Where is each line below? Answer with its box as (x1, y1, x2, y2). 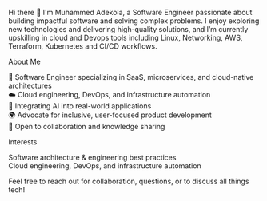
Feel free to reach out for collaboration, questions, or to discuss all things (8, 176, 249, 186)
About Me (8, 57, 42, 66)
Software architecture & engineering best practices (8, 152, 177, 162)
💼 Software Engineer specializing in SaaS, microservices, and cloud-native (8, 73, 254, 81)
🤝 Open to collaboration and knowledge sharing (8, 122, 165, 131)
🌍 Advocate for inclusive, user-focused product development (8, 110, 212, 120)
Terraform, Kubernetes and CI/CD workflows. (8, 41, 157, 51)
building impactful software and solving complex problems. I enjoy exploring (8, 16, 260, 26)
